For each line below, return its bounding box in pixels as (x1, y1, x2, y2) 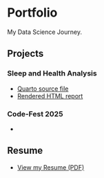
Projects (7, 48, 44, 60)
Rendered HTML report (17, 91, 83, 100)
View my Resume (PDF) (17, 163, 85, 171)
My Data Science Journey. (7, 28, 83, 36)
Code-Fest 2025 (7, 109, 63, 118)
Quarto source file (17, 84, 69, 93)
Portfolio (7, 5, 58, 21)
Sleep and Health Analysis (7, 69, 98, 78)
